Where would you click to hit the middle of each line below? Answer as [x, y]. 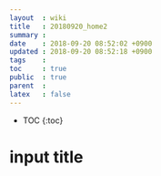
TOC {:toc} [43, 120]
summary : [28, 35]
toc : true [38, 69]
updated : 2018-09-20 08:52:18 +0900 [81, 52]
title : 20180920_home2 [58, 26]
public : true [38, 78]
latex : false [40, 94]
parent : [28, 86]
